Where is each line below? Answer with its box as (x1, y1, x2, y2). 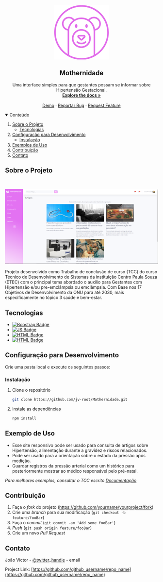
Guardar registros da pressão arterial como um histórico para (12, 463, 135, 468)
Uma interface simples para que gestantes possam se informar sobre (12, 82, 151, 87)
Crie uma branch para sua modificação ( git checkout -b (12, 510, 126, 515)
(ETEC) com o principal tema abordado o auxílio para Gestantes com (5, 279, 142, 285)
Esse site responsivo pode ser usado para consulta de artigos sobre (12, 442, 148, 448)
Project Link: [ (5, 566, 33, 572)
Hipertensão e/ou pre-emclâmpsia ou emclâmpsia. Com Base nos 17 (5, 284, 142, 290)
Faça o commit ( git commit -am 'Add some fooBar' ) (12, 520, 116, 526)
